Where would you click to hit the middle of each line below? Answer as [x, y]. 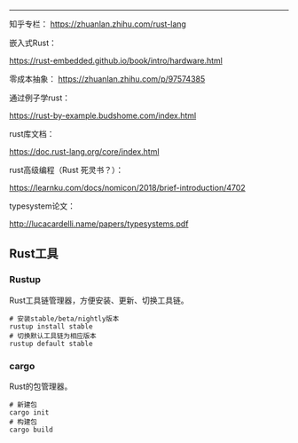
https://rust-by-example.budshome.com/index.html [103, 115]
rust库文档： [32, 134]
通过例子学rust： [40, 98]
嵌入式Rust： [33, 43]
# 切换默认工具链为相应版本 [53, 336]
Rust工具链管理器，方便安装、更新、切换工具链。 [99, 300]
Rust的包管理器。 [41, 386]
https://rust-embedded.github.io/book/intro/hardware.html [116, 60]
